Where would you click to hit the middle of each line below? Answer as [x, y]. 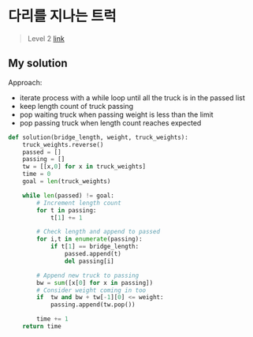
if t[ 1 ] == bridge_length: [95, 247]
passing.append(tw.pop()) [93, 305]
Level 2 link [46, 38]
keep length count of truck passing [76, 106]
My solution [38, 64]
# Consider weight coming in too [91, 290]
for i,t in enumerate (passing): [90, 239]
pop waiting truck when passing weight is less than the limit [117, 114]
